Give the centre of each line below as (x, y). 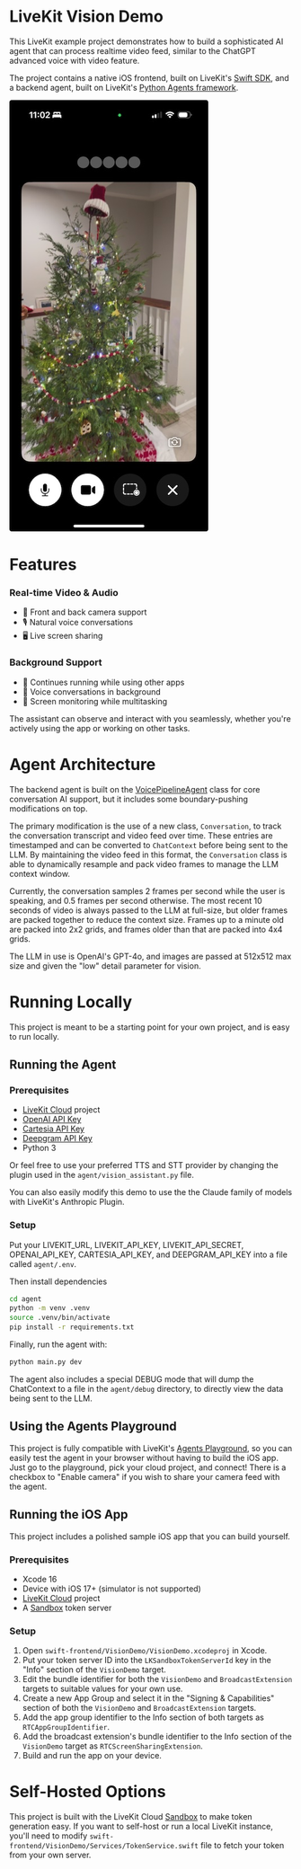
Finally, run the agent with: (58, 1344)
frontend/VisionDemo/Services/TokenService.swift (104, 1847)
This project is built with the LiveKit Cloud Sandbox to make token (131, 1817)
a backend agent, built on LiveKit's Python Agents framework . (124, 87)
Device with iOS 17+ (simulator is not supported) (112, 1589)
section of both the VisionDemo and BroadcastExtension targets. (139, 1708)
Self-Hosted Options (88, 1792)
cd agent (26, 1299)
